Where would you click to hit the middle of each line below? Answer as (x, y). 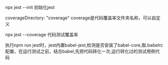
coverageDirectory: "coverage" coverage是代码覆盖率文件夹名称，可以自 (81, 18)
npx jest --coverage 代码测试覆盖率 (42, 34)
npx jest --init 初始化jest (30, 7)
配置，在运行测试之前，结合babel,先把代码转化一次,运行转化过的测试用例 (80, 51)
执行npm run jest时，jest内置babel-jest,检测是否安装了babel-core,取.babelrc (84, 45)
